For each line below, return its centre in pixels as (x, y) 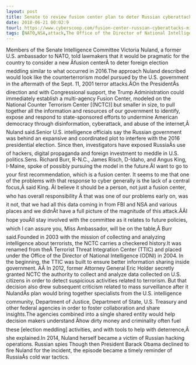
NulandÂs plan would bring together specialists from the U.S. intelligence (94, 294)
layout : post (22, 11)
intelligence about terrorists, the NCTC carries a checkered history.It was (94, 243)
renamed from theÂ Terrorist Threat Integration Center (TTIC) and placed (94, 250)
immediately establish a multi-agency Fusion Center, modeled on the (88, 99)
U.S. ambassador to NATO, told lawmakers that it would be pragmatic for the (98, 56)
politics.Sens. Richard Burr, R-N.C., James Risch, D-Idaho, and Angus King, (96, 160)
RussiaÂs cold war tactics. (38, 357)
